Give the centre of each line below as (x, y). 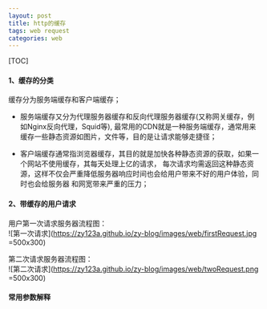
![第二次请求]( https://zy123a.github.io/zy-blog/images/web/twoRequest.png (133, 269)
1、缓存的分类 (31, 80)
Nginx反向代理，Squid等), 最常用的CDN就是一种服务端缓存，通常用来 (142, 127)
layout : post (30, 16)
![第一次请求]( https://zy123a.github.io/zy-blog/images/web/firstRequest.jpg (133, 233)
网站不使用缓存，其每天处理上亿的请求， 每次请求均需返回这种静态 (137, 164)
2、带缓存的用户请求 (42, 204)
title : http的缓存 (37, 23)
